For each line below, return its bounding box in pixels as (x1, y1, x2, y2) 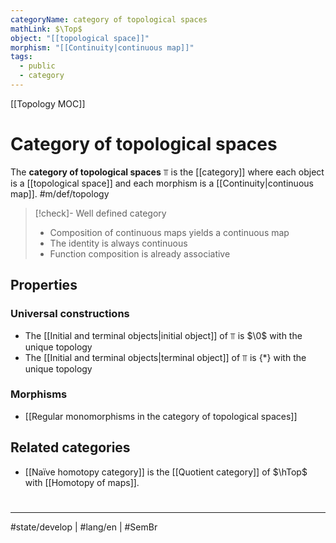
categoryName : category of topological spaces (10, 14, 208, 25)
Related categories (10, 439, 131, 456)
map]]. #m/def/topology (10, 187, 110, 200)
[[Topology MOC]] (10, 97, 86, 110)
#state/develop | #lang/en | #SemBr (10, 521, 158, 533)
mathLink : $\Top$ (10, 24, 83, 34)
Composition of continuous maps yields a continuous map (49, 226, 290, 238)
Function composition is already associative (49, 247, 231, 260)
